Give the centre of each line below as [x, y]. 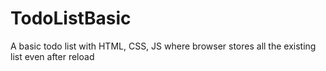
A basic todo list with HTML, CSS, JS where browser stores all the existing [163, 46]
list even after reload [52, 56]
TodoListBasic [71, 18]
